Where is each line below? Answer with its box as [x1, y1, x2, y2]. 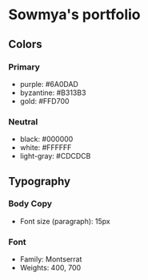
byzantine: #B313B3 [19, 88, 86, 97]
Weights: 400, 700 [19, 263, 82, 273]
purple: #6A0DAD [19, 79, 78, 89]
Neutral [8, 116, 38, 127]
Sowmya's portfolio [8, 6, 142, 24]
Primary [8, 61, 40, 73]
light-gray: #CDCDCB [19, 152, 91, 161]
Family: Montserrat [19, 254, 82, 264]
